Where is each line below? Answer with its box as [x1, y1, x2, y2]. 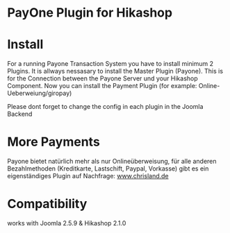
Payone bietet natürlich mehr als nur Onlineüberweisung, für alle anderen [7, 157, 217, 166]
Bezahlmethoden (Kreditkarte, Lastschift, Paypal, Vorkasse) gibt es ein [7, 164, 209, 173]
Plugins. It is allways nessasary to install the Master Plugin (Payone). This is [7, 67, 224, 76]
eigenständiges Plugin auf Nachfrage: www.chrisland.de [7, 172, 169, 180]
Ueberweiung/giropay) [7, 89, 72, 98]
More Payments [7, 134, 101, 150]
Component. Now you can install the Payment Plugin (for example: [7, 82, 197, 90]
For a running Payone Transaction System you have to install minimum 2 [7, 60, 214, 68]
